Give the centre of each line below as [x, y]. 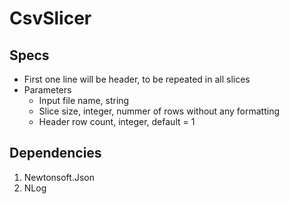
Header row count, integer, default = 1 [117, 121]
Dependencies [55, 153]
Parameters [47, 90]
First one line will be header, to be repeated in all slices [137, 79]
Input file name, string [84, 100]
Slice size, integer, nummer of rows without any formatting [159, 111]
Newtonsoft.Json [59, 177]
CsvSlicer [50, 18]
